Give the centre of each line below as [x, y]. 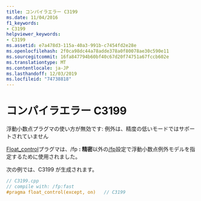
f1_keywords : [23, 23]
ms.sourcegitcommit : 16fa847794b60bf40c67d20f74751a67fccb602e [88, 57]
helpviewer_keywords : [34, 34]
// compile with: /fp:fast [40, 187]
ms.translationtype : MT [36, 62]
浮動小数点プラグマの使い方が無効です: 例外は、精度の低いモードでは [93, 129]
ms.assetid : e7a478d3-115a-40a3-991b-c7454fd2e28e [71, 46]
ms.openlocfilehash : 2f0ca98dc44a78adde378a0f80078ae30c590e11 [88, 51]
